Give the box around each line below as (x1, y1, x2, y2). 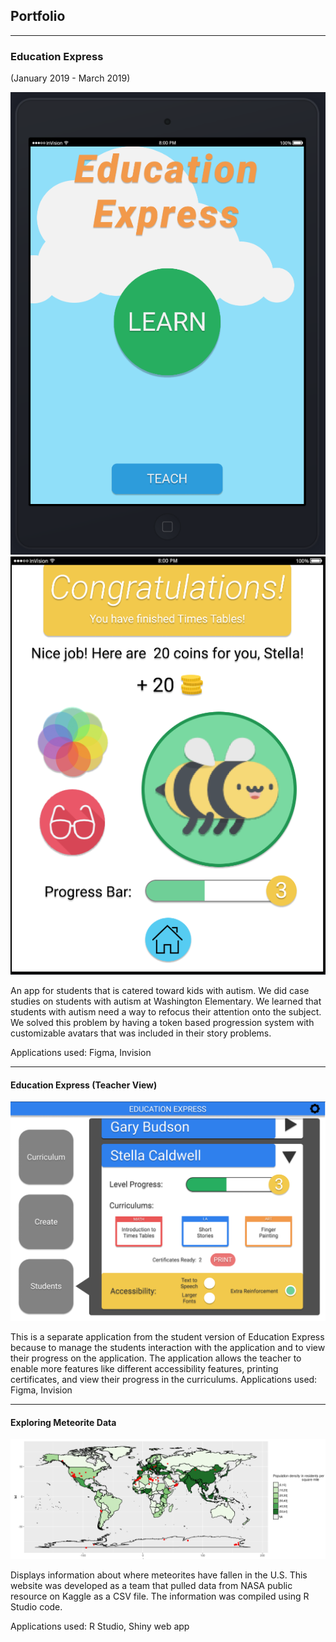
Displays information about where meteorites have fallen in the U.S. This (10, 1569, 308, 1581)
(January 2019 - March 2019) (10, 72, 131, 84)
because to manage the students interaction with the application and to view (10, 1342, 326, 1354)
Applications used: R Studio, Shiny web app (10, 1620, 190, 1632)
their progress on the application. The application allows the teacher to (10, 1352, 302, 1364)
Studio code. (10, 1600, 63, 1613)
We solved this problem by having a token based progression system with (10, 1017, 315, 1029)
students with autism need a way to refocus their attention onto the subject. (10, 1006, 322, 1018)
